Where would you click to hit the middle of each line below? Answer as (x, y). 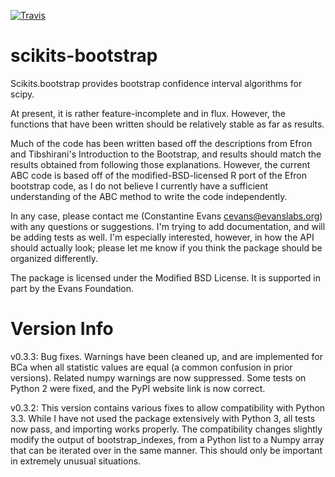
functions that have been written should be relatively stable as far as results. (167, 124)
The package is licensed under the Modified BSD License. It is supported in (166, 277)
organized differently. (54, 258)
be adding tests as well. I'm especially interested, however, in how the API (162, 237)
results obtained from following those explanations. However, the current (160, 164)
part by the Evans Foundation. (72, 288)
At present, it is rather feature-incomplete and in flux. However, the (148, 113)
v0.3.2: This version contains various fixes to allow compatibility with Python (168, 407)
